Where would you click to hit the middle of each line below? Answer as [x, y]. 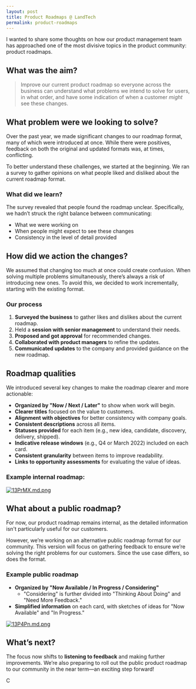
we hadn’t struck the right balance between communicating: [79, 214]
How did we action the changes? [67, 256]
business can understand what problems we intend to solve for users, [105, 91]
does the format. [26, 559]
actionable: [20, 394]
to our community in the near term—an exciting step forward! [80, 669]
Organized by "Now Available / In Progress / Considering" [87, 587]
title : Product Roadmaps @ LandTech [51, 17]
